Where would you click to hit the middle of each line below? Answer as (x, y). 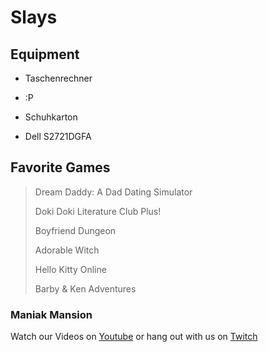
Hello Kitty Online (70, 269)
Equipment (45, 54)
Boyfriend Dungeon (75, 230)
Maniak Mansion (51, 314)
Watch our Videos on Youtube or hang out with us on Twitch (134, 337)
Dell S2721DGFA (58, 136)
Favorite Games (60, 167)
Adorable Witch (67, 250)
